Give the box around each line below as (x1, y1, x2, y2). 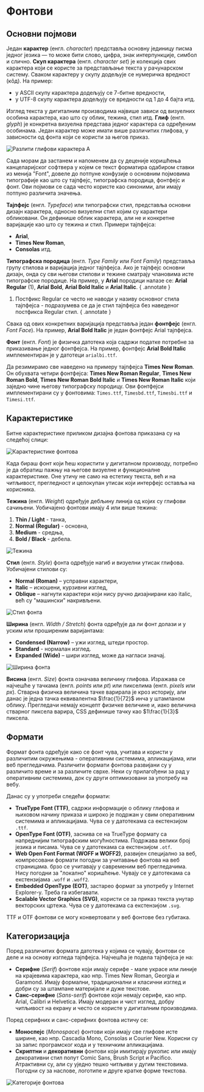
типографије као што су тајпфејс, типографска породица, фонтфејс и (6, 177, 185, 184)
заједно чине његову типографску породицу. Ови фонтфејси (6, 383, 164, 390)
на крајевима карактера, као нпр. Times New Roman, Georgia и (15, 972, 180, 980)
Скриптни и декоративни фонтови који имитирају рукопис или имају (15, 1047, 197, 1055)
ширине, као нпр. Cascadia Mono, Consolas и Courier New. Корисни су (15, 1035, 198, 1042)
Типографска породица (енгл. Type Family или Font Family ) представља (6, 258, 195, 264)
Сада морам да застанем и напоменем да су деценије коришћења (6, 157, 181, 164)
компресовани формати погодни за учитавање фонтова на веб (15, 856, 180, 864)
